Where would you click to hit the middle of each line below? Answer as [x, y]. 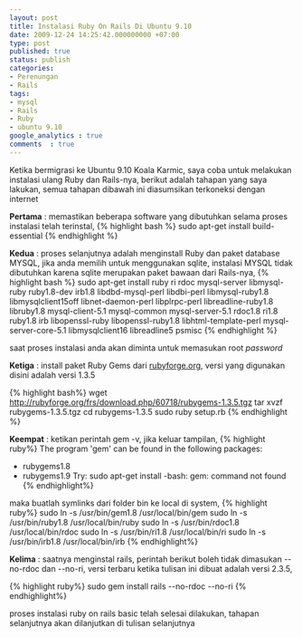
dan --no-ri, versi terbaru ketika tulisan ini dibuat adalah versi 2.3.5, [167, 568]
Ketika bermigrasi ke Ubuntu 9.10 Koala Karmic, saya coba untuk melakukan [151, 169]
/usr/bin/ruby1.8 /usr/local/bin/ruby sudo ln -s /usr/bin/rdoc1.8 [124, 522]
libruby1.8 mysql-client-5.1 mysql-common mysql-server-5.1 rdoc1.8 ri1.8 [144, 311]
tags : [19, 93]
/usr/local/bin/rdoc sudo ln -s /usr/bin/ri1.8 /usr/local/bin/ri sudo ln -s [138, 532]
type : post [30, 43]
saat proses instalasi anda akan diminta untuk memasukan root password [146, 347]
